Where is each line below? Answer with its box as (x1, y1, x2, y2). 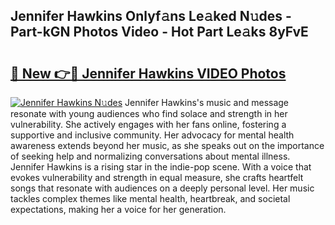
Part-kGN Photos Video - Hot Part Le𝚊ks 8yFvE (10, 24, 309, 41)
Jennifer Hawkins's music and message (124, 97, 290, 108)
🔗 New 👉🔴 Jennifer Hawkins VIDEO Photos (10, 65, 287, 82)
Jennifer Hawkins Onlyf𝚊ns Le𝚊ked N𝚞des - (10, 8, 292, 25)
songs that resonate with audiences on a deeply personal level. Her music (10, 182, 315, 194)
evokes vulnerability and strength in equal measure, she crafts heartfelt (10, 172, 304, 183)
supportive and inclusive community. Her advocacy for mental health (10, 129, 295, 141)
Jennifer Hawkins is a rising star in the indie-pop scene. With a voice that (10, 161, 312, 173)
